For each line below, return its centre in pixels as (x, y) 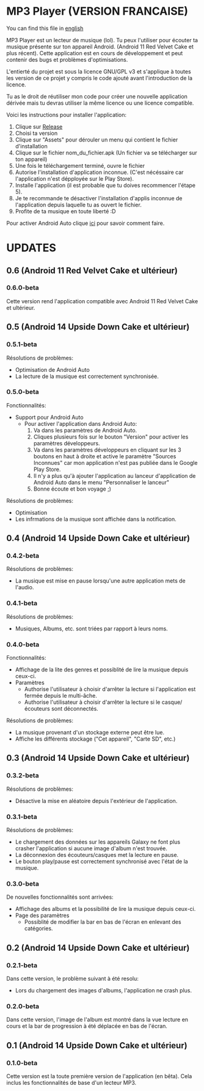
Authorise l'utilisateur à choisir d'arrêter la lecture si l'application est (110, 689)
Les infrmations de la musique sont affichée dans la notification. (96, 519)
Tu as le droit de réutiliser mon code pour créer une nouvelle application (97, 96)
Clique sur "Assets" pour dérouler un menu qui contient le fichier (97, 140)
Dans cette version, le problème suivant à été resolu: (72, 979)
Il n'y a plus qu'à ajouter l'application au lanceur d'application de (115, 475)
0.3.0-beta (23, 883)
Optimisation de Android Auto (52, 369)
